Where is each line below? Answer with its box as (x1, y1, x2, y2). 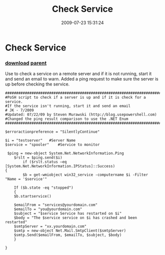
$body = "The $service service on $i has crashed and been (14, 215, 137, 221)
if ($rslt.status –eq (23, 160, 67, 165)
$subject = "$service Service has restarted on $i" (14, 211, 122, 216)
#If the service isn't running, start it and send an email (5, 104, 131, 109)
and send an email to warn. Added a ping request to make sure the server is (5, 76, 159, 82)
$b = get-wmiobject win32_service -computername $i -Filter (23, 172, 148, 177)
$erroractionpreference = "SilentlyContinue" (5, 129, 100, 135)
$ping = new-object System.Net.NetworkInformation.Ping (7, 151, 124, 156)
